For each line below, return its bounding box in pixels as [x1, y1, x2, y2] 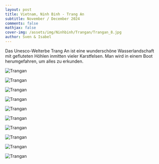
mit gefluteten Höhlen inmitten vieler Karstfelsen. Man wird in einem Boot [5, 53, 153, 59]
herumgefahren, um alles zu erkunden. [5, 58, 84, 64]
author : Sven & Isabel [5, 35, 52, 40]
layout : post [5, 7, 32, 12]
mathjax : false [5, 25, 36, 30]
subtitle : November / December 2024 [5, 16, 80, 21]
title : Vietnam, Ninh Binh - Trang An [5, 12, 84, 17]
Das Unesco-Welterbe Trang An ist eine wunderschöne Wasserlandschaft [5, 47, 155, 54]
